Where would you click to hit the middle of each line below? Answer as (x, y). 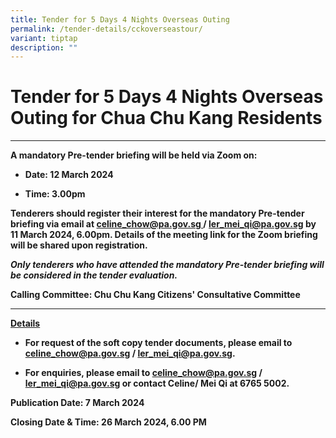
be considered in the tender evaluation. (94, 275)
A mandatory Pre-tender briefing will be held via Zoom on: (134, 155)
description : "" (44, 47)
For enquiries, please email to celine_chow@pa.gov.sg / (143, 373)
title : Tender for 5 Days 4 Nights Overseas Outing (120, 19)
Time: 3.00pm (55, 194)
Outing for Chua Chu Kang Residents (166, 118)
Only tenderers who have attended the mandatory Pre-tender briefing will (167, 265)
